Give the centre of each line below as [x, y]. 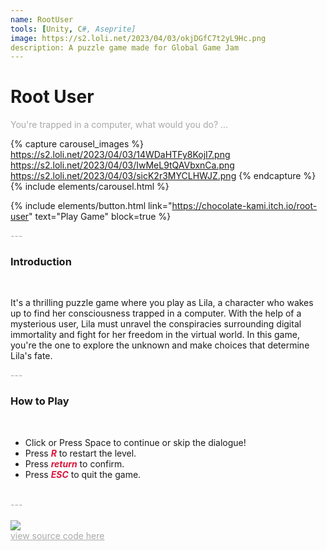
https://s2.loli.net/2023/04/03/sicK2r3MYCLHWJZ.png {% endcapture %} [163, 176]
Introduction [41, 262]
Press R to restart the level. [80, 453]
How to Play [40, 401]
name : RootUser [42, 19]
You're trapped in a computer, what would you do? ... [119, 125]
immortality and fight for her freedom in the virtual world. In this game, [155, 335]
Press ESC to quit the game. [83, 474]
